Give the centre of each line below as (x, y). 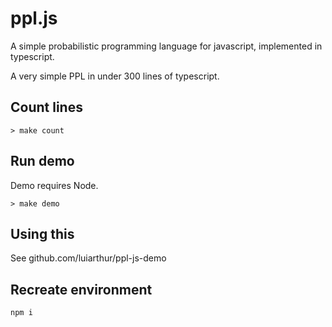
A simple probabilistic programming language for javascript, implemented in (166, 46)
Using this (42, 233)
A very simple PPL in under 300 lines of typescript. (115, 76)
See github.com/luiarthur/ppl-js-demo (88, 258)
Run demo (42, 161)
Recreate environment (81, 289)
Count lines (46, 107)
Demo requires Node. (54, 185)
